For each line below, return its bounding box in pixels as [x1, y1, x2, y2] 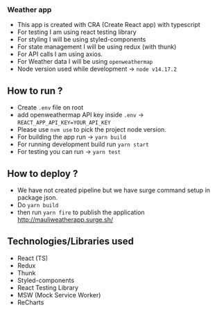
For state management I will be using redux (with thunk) [17, 43, 177, 51]
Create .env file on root [17, 103, 84, 112]
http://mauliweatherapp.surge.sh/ [17, 215, 114, 223]
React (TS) [17, 254, 49, 262]
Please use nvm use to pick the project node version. [17, 125, 166, 134]
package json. [17, 193, 58, 202]
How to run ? [7, 85, 63, 96]
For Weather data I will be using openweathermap [17, 58, 153, 66]
